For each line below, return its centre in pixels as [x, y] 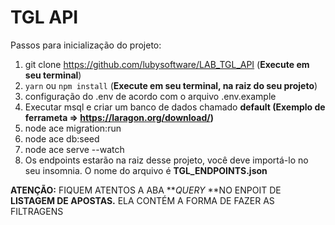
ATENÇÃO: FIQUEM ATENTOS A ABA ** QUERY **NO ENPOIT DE [146, 190]
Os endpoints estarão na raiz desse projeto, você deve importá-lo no [166, 160]
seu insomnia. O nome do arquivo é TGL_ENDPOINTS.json [146, 170]
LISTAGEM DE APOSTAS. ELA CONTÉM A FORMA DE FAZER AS [142, 200]
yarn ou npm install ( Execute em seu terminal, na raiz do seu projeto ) [171, 85]
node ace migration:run [73, 128]
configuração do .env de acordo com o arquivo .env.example [150, 96]
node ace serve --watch [74, 149]
